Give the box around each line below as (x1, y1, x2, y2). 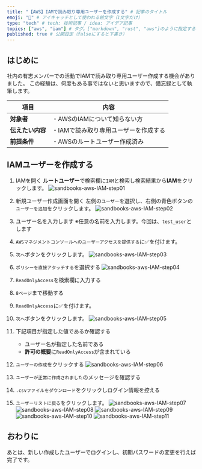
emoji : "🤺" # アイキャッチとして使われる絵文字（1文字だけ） (7, 14, 143, 20)
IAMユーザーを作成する (7, 160, 94, 170)
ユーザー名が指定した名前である (24, 340, 104, 347)
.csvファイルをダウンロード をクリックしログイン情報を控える (15, 386, 160, 394)
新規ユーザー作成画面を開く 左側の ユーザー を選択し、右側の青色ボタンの (15, 197, 193, 204)
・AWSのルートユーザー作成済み (52, 137, 144, 145)
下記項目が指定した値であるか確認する (15, 327, 111, 335)
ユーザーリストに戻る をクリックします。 (15, 399, 108, 406)
